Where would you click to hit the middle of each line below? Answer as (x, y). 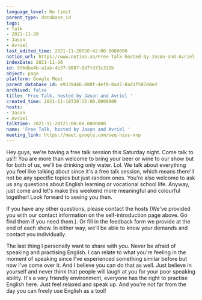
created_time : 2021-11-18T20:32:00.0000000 (62, 101)
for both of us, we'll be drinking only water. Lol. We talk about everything (96, 165)
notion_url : (21, 57)
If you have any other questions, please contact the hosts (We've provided (98, 208)
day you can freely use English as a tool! (56, 290)
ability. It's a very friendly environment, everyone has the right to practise (97, 278)
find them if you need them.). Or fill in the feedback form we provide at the (98, 221)
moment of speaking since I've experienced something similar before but (97, 258)
